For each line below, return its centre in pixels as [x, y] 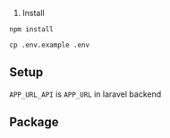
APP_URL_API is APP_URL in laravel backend [85, 94]
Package [34, 122]
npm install [31, 30]
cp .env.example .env [50, 45]
